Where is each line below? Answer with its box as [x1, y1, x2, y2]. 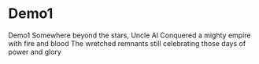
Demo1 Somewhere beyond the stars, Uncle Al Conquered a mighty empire [8, 30, 251, 40]
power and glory [8, 47, 61, 56]
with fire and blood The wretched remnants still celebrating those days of [8, 38, 246, 48]
